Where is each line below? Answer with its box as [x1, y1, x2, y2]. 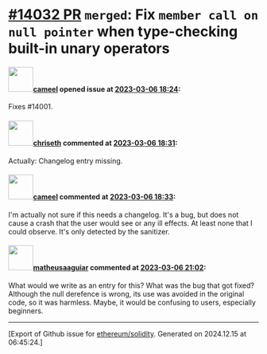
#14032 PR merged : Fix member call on [8, 6, 259, 24]
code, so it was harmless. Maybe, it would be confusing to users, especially [8, 297, 257, 307]
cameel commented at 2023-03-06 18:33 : [33, 192, 176, 202]
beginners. [8, 306, 44, 316]
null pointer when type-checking [8, 22, 238, 41]
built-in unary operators [8, 40, 170, 57]
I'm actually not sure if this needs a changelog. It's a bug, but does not [8, 210, 239, 219]
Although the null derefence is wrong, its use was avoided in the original [8, 289, 245, 298]
